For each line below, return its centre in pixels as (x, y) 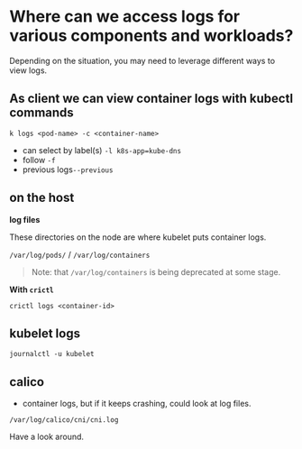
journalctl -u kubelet (52, 354)
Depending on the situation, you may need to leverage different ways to (142, 60)
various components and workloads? (151, 36)
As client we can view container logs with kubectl (151, 99)
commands (41, 113)
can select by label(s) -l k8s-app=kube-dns (102, 150)
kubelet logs (45, 333)
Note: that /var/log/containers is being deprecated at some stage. (156, 271)
